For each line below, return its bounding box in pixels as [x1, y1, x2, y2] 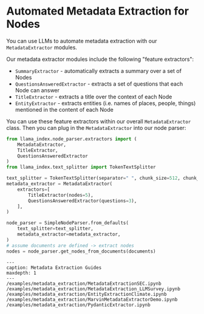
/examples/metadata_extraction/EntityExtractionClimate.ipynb [6, 291, 167, 297]
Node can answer [15, 86, 59, 94]
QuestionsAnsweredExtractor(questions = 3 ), [28, 197, 137, 204]
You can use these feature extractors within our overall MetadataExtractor [6, 117, 191, 125]
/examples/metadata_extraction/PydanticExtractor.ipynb [6, 302, 151, 308]
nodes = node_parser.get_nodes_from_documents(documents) [6, 248, 156, 254]
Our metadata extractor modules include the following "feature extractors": [6, 55, 194, 63]
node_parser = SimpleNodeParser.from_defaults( [6, 220, 129, 226]
